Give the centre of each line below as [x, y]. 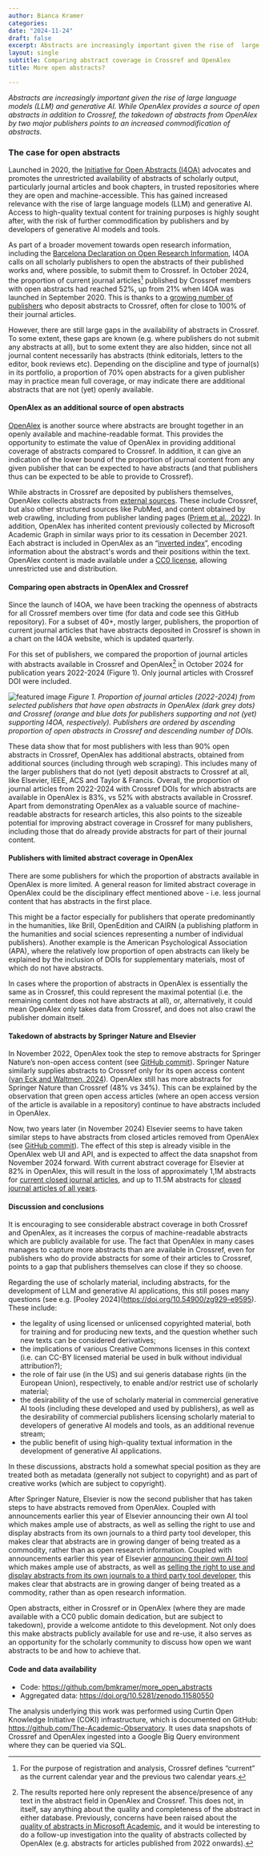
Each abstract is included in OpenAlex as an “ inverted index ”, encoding [125, 543]
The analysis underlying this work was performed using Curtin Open [121, 1711]
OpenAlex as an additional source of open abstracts [96, 408]
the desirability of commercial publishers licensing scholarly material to [137, 1417]
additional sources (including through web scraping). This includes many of [133, 763]
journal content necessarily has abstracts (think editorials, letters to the [125, 355]
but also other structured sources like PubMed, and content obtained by [127, 508]
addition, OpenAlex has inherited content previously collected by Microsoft [131, 526]
